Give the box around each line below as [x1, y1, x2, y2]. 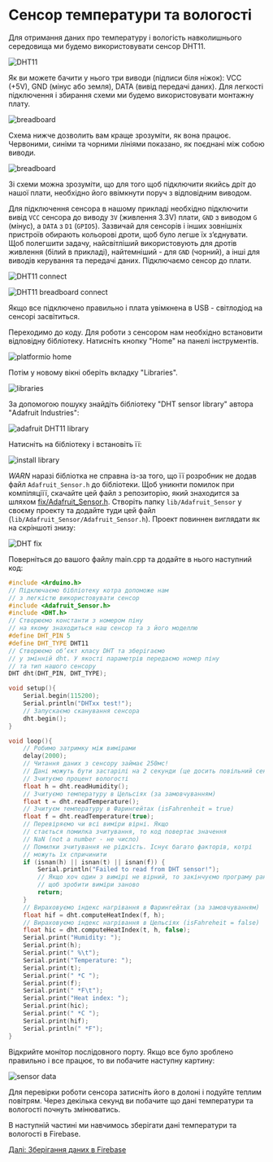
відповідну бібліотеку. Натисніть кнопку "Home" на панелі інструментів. [8, 335, 259, 345]
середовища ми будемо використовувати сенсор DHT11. [8, 41, 206, 50]
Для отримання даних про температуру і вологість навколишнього [8, 33, 242, 42]
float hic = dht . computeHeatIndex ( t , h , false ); [23, 926, 191, 934]
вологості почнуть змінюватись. [8, 1104, 120, 1114]
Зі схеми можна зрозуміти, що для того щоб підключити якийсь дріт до [8, 179, 257, 189]
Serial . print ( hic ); [23, 1002, 89, 1011]
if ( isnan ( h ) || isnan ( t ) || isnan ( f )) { [23, 857, 166, 866]
